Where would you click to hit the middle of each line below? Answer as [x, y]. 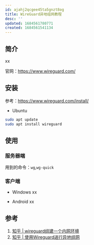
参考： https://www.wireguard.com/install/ [47, 100]
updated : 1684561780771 [29, 23]
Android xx [23, 202]
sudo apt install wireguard [34, 124]
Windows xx [25, 192]
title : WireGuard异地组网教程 [33, 14]
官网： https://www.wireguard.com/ [40, 71]
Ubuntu [20, 110]
